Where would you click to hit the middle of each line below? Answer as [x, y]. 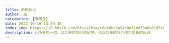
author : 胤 [16, 14]
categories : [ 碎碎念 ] [27, 19]
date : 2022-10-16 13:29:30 [33, 23]
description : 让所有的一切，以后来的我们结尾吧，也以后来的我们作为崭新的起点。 [80, 33]
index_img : [17, 28]
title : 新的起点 [21, 10]
